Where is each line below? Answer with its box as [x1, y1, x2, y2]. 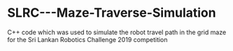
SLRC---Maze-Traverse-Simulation [7, 5, 216, 21]
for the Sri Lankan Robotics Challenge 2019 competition [7, 35, 168, 43]
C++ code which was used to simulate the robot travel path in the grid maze [7, 28, 227, 36]
